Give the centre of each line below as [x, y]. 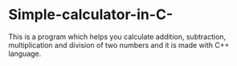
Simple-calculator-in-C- [91, 15]
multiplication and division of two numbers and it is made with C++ [119, 45]
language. [25, 53]
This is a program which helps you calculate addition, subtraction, [117, 37]
